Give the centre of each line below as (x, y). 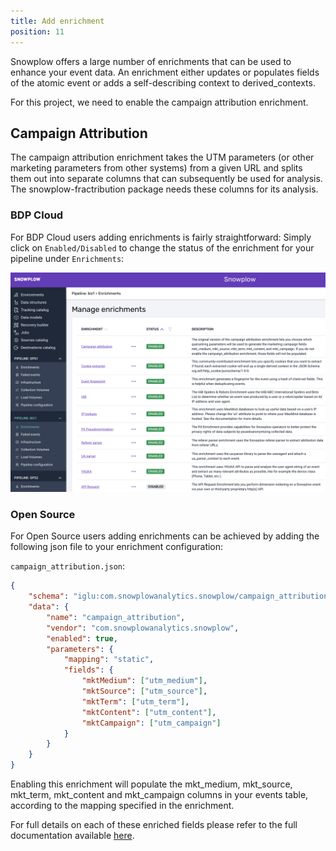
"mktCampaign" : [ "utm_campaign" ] (151, 723)
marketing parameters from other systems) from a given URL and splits (156, 168)
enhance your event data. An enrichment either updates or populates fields (165, 72)
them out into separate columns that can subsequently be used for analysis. (166, 179)
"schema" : (49, 596)
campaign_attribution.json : (68, 566)
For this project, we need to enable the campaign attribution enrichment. (159, 102)
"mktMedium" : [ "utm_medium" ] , (144, 681)
